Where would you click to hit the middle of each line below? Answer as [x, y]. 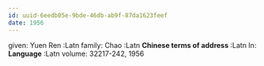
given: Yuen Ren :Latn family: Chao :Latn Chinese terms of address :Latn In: [132, 45]
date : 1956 [26, 23]
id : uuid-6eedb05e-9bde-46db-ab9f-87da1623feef [88, 15]
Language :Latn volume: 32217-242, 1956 [76, 53]
